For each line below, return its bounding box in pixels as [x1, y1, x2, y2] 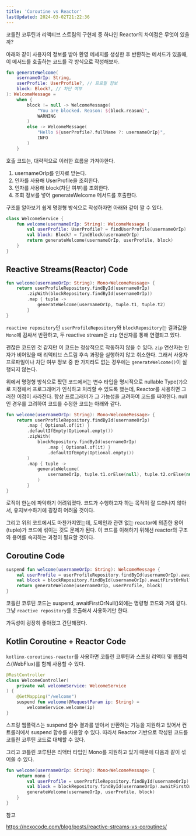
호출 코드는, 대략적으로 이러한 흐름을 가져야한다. [6, 157, 116, 164]
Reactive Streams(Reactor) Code [6, 265, 128, 275]
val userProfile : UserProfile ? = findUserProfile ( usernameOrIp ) [27, 227, 187, 232]
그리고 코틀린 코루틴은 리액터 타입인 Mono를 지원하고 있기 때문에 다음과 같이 [6, 748, 180, 755]
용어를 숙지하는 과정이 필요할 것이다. [12, 533, 95, 540]
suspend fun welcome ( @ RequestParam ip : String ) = [16, 699, 140, 705]
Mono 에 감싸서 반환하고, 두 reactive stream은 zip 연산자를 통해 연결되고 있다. [6, 331, 181, 338]
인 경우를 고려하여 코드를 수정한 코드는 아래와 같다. [6, 400, 121, 407]
